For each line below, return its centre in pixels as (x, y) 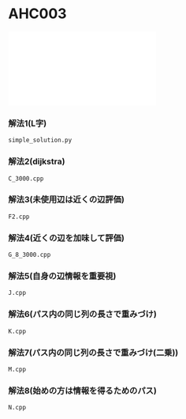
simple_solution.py (40, 140)
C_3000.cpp (26, 179)
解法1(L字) (28, 123)
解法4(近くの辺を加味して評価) (66, 238)
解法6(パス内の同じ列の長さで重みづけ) (83, 315)
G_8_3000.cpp (30, 255)
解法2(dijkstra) (37, 161)
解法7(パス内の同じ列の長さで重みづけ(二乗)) (93, 353)
